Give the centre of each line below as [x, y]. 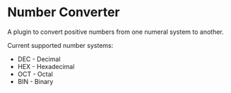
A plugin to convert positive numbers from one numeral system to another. [115, 32]
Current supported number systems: [60, 45]
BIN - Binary [35, 81]
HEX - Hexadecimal [46, 66]
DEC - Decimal [39, 59]
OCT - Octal [35, 74]
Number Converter [64, 12]
